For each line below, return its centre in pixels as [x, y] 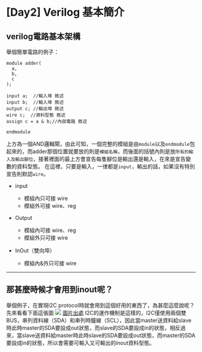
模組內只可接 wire [46, 198]
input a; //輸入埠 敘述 [35, 96]
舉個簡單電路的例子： [32, 52]
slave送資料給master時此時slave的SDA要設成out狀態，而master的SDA [109, 335]
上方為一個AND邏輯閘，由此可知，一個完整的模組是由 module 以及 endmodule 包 [101, 144]
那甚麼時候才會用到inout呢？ [60, 290]
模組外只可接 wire [46, 238]
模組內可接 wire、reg [50, 230]
